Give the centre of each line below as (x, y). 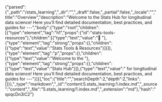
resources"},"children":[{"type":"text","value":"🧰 (53, 38)
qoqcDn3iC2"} (20, 94)
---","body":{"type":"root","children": (63, 28)
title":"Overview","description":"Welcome (46, 17)
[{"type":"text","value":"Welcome (38, 58)
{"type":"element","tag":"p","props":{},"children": (54, 53)
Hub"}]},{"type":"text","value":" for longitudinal (110, 69)
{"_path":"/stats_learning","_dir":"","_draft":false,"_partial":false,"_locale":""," (81, 12)
